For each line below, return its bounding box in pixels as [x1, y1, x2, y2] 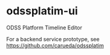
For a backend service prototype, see [6, 35, 100, 42]
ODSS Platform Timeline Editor [6, 24, 83, 31]
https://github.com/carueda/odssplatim [6, 42, 104, 49]
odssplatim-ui [6, 4, 79, 18]
